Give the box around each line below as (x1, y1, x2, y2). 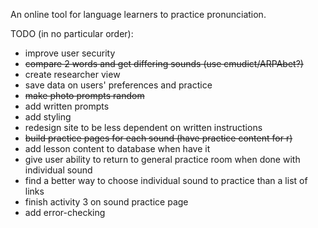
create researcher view (24, 69, 121, 80)
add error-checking (24, 207, 106, 218)
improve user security (24, 47, 116, 59)
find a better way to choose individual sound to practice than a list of (24, 175, 308, 186)
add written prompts (24, 100, 110, 112)
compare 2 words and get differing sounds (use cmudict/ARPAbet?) (24, 58, 304, 69)
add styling (24, 111, 72, 123)
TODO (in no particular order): (10, 28, 134, 39)
